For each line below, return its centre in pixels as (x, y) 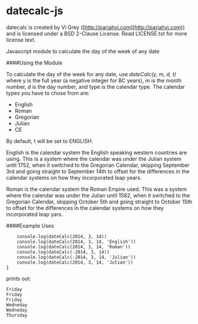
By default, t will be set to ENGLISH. (50, 141)
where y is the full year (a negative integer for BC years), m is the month (94, 80)
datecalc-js (35, 11)
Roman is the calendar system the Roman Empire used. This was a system (97, 189)
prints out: (19, 278)
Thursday (17, 315)
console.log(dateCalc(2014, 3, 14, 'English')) (76, 242)
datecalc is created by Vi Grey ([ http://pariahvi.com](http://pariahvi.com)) (95, 27)
